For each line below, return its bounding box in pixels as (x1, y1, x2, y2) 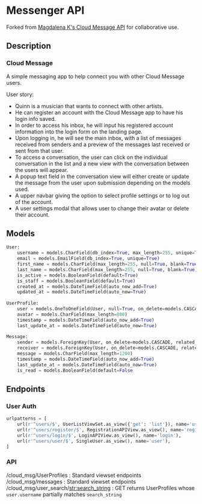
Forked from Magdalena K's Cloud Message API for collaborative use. (6, 23, 179, 31)
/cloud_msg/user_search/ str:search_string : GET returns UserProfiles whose (6, 484, 195, 491)
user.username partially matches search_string (6, 491, 122, 498)
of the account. (14, 198, 53, 205)
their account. (14, 211, 50, 218)
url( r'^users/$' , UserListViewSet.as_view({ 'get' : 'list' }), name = (17, 422, 189, 428)
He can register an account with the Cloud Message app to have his (14, 109, 183, 116)
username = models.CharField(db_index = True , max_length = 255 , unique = (17, 250, 195, 256)
